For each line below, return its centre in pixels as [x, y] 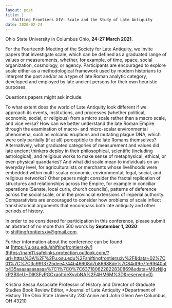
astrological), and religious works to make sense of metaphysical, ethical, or [86, 156]
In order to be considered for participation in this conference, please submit [85, 221]
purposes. [16, 87]
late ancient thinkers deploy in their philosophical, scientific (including [79, 151]
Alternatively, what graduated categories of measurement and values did [82, 146]
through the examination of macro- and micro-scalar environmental [77, 129]
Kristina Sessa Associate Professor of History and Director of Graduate [80, 285]
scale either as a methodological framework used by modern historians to [83, 71]
